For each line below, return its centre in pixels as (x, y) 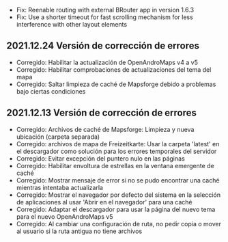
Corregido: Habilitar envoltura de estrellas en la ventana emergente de (115, 165)
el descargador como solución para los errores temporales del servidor (116, 151)
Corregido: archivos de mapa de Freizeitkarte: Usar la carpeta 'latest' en (118, 144)
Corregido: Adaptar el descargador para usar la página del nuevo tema (116, 209)
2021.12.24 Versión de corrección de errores (103, 46)
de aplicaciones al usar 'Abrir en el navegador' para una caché (104, 202)
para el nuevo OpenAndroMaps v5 (65, 216)
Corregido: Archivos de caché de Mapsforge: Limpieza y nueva (105, 129)
